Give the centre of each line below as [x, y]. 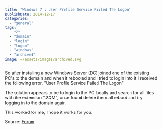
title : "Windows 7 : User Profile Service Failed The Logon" [68, 9]
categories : [17, 18]
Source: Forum [20, 122]
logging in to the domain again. [36, 103]
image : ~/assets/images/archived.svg [43, 59]
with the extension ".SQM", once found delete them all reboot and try [74, 98]
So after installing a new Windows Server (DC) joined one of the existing [77, 73]
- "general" [22, 23]
